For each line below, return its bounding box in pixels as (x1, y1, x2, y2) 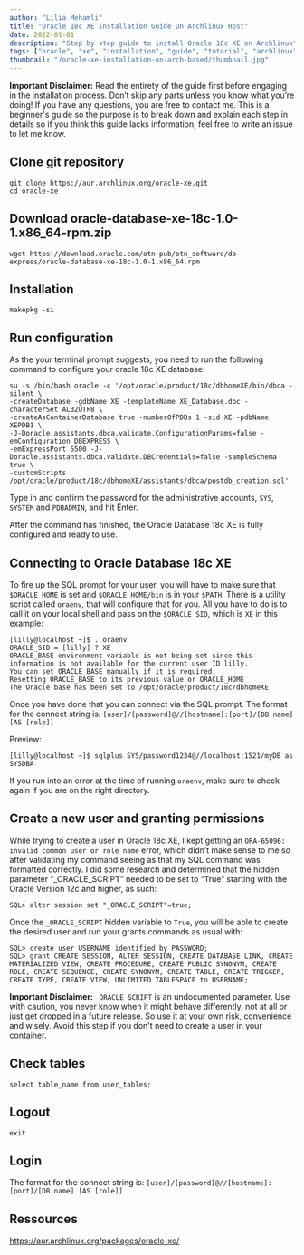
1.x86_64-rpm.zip (9, 225, 112, 241)
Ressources (9, 1211, 79, 1227)
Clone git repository (9, 155, 125, 170)
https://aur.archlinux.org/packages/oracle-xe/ (9, 1235, 180, 1246)
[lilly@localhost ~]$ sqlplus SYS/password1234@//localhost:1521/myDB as (9, 752, 294, 761)
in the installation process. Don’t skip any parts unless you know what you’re (9, 90, 295, 101)
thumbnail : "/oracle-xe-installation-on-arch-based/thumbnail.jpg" (9, 55, 270, 64)
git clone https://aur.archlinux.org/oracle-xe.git (9, 178, 208, 187)
